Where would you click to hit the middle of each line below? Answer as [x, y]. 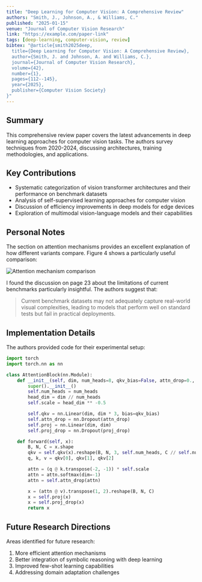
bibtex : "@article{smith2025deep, [50, 46]
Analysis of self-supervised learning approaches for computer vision [100, 200]
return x [39, 508]
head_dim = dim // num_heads [64, 397]
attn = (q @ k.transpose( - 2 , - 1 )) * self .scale [88, 469]
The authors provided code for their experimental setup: [76, 347]
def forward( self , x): [45, 441]
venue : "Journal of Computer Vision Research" [66, 29]
